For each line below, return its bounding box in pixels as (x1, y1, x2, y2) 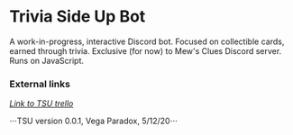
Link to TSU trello (9, 98, 74, 109)
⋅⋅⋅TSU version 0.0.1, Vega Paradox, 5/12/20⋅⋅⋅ (9, 115, 179, 127)
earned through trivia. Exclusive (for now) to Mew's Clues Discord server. (9, 45, 282, 56)
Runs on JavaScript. (9, 55, 84, 66)
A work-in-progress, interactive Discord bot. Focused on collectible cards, (9, 36, 285, 47)
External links (9, 77, 70, 90)
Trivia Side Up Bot (9, 6, 146, 27)
